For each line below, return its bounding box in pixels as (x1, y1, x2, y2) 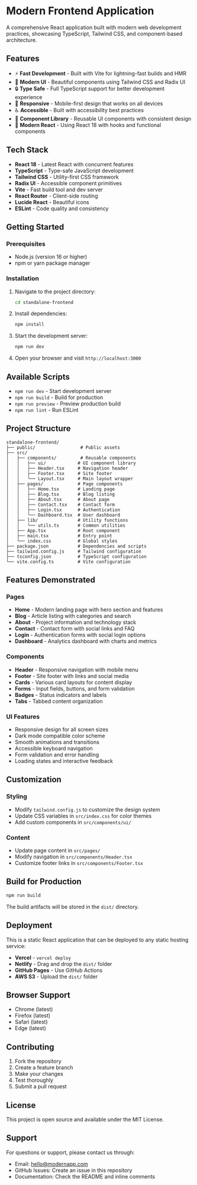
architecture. (6, 36, 37, 43)
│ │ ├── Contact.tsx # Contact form (6, 502, 115, 508)
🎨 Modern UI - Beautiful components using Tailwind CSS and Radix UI (14, 78, 185, 85)
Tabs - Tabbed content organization (14, 698, 103, 705)
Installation (6, 274, 40, 283)
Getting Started (6, 221, 64, 232)
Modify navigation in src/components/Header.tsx (14, 853, 133, 860)
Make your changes (14, 1070, 63, 1078)
